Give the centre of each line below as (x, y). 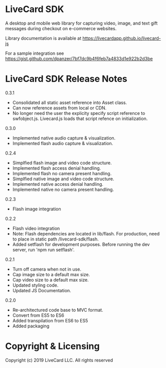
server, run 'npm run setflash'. (43, 250)
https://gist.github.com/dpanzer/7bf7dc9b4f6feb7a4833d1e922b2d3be (79, 58)
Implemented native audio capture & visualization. (64, 138)
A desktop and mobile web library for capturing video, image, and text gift (81, 23)
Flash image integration (37, 209)
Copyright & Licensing (52, 346)
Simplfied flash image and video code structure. (62, 163)
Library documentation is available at (43, 38)
